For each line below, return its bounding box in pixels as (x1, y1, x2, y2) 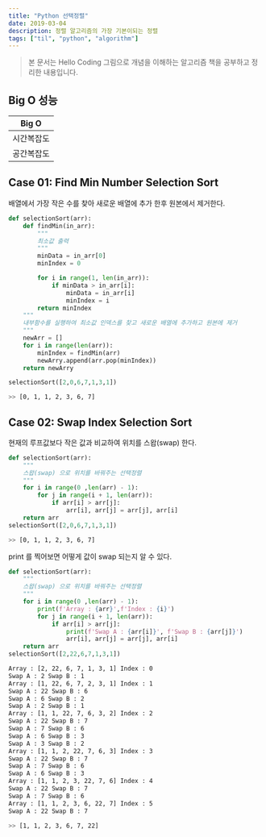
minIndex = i (65, 296, 110, 305)
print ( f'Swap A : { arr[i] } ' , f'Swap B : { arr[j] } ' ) (65, 627, 243, 635)
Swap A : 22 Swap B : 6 (8, 687, 89, 695)
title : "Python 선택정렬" (8, 11, 89, 20)
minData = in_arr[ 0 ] (37, 252, 106, 260)
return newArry (23, 364, 74, 372)
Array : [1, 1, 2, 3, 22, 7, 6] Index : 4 (8, 777, 153, 785)
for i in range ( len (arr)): (23, 341, 114, 349)
